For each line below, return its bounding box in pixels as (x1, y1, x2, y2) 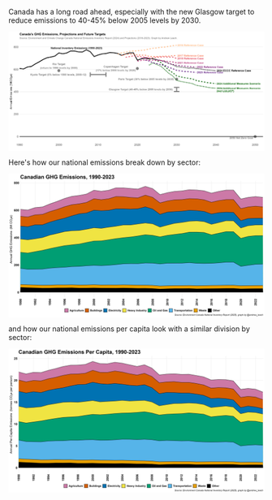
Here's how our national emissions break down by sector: (8, 157, 201, 167)
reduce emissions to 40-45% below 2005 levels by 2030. (8, 15, 201, 25)
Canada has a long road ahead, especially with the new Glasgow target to (8, 7, 255, 16)
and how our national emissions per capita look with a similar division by (8, 324, 250, 334)
